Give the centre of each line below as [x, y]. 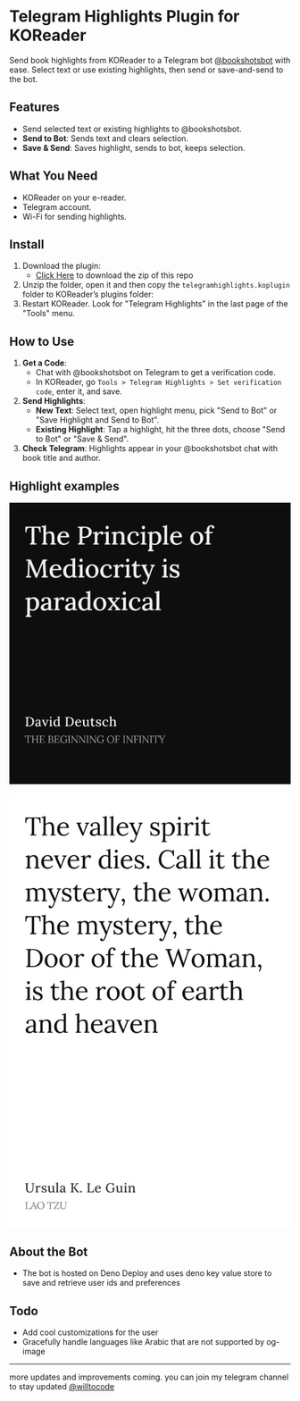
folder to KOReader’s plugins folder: [88, 294]
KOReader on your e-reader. [74, 197]
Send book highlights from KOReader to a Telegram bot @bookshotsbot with [150, 60]
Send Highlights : [54, 401]
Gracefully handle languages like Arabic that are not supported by [143, 1342]
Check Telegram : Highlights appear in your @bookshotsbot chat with [150, 449]
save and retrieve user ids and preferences [101, 1283]
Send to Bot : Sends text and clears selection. [105, 138]
